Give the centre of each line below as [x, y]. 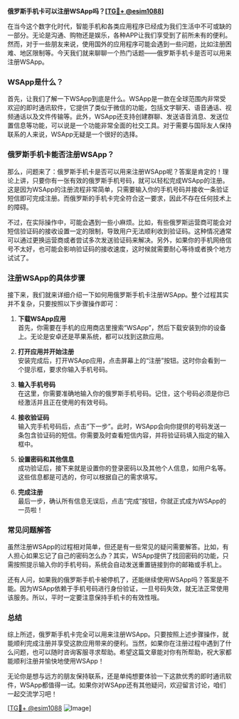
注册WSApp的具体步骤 [46, 278]
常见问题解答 [30, 530]
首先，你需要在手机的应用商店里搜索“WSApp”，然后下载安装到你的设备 [122, 327]
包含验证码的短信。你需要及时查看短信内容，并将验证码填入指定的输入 [127, 435]
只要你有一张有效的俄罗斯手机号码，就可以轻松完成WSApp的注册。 [130, 180]
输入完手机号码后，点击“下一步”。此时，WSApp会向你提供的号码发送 [119, 426]
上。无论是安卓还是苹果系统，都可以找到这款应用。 [92, 336]
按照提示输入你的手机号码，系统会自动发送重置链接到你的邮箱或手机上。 [119, 565]
